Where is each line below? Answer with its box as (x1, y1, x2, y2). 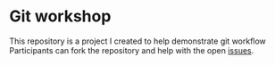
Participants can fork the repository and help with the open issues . (9, 45, 254, 55)
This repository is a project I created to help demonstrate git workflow (9, 36, 266, 46)
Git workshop (9, 6, 112, 27)
